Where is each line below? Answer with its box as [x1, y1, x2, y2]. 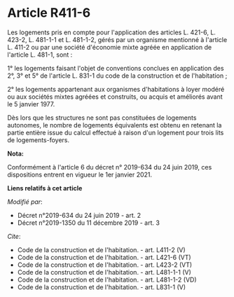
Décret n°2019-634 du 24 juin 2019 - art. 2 [17, 211, 142, 219]
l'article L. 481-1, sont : [7, 50, 73, 59]
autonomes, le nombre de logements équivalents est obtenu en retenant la [7, 120, 222, 129]
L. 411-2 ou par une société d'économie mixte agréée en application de [7, 43, 212, 51]
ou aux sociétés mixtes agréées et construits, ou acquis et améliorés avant [7, 92, 223, 101]
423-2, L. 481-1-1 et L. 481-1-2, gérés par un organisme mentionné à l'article [7, 35, 228, 43]
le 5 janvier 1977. [7, 99, 55, 108]
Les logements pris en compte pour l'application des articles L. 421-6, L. [7, 28, 216, 36]
